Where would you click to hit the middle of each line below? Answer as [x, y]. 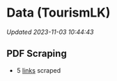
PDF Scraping [37, 54]
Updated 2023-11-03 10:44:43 [50, 32]
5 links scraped [38, 70]
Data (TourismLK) [58, 13]
